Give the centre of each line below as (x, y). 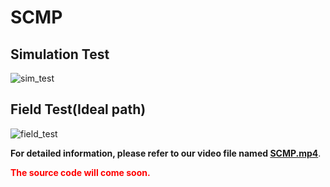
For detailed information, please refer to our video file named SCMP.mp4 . (166, 153)
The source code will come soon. (80, 172)
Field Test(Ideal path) (78, 109)
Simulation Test (60, 54)
